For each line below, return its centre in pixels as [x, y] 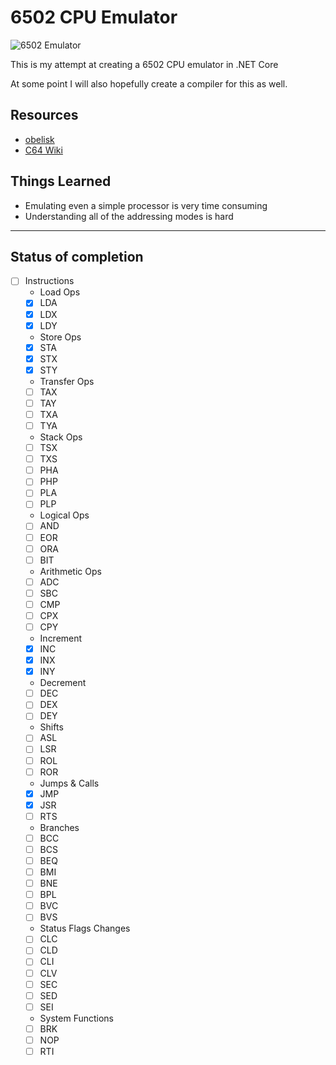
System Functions [77, 1018]
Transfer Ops [67, 381]
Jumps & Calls [69, 783]
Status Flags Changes [85, 928]
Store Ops [60, 337]
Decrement [63, 683]
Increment [61, 638]
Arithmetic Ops [70, 571]
